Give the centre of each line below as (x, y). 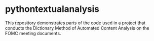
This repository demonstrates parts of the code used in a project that (75, 23)
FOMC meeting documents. (33, 33)
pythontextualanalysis (52, 9)
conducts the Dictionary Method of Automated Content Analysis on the (77, 28)
